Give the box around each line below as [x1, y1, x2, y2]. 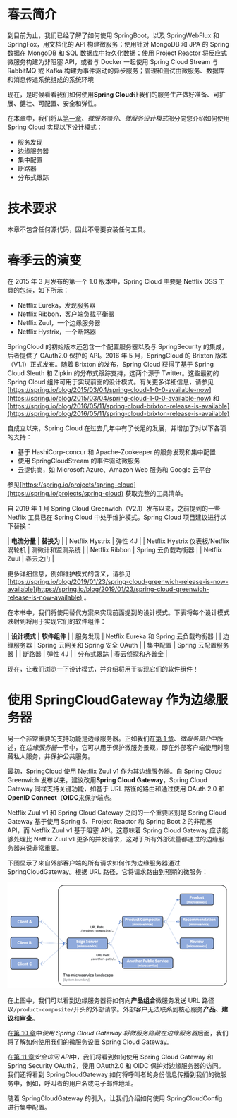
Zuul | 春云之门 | [7, 554, 54, 563]
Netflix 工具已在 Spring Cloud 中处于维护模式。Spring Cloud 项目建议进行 [7, 513, 221, 521]
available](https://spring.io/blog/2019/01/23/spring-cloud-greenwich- [7, 585, 209, 593]
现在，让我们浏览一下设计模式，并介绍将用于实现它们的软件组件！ [7, 664, 199, 673]
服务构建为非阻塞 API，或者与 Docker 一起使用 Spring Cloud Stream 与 [13, 57, 219, 66]
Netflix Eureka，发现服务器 [17, 300, 96, 309]
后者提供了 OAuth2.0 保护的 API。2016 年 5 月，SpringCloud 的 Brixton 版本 [7, 351, 228, 360]
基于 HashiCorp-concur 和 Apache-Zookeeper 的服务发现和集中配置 [17, 447, 217, 456]
